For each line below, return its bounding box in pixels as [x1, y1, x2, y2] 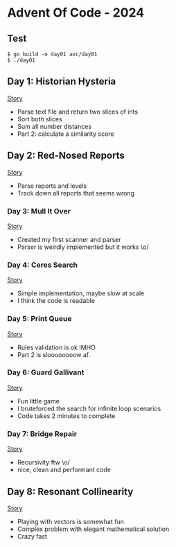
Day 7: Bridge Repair [7, 428, 78, 438]
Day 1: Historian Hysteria [7, 76, 116, 87]
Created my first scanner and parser [17, 235, 121, 243]
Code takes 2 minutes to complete [17, 411, 116, 420]
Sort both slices [17, 114, 62, 123]
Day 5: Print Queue [7, 314, 72, 324]
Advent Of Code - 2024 [7, 5, 145, 21]
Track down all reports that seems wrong [17, 189, 135, 197]
